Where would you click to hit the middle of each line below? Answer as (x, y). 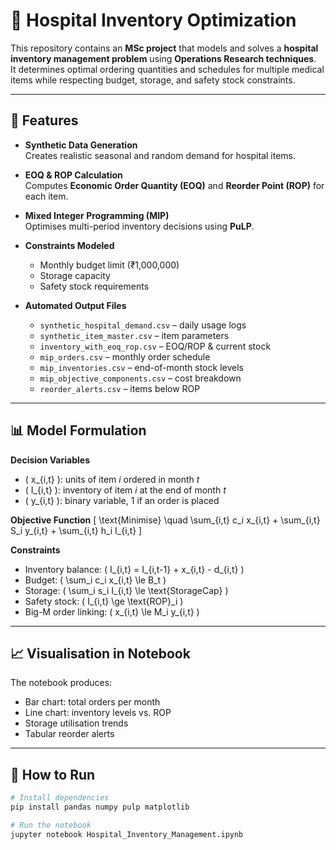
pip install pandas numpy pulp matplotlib (100, 807)
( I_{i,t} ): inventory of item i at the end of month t (125, 490)
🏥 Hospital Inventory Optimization (153, 20)
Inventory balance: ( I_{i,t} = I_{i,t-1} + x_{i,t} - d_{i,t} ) (134, 569)
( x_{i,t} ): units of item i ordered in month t (112, 479)
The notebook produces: (61, 683)
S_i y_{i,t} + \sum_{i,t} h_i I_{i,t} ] (76, 530)
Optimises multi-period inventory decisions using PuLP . (139, 226)
